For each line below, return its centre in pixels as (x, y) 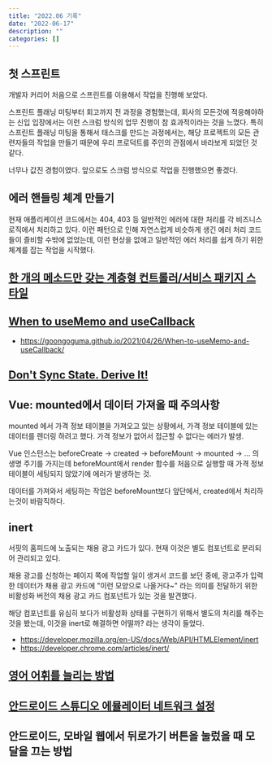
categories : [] (34, 39)
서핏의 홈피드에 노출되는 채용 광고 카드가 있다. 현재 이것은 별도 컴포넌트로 (124, 548)
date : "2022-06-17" (41, 24)
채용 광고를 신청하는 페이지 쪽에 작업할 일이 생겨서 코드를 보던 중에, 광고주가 (129, 575)
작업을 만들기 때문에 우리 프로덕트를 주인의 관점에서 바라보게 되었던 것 (147, 142)
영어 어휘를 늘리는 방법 (62, 676)
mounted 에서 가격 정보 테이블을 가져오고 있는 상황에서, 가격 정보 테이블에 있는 (134, 426)
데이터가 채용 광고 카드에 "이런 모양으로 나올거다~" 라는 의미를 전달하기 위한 (137, 586)
